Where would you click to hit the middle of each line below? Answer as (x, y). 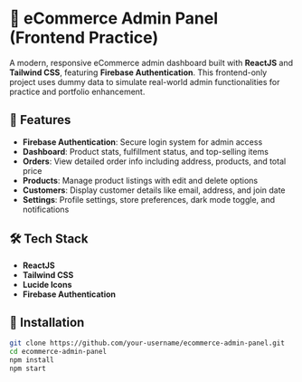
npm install (32, 360)
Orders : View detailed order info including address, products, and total (154, 161)
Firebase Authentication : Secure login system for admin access (142, 142)
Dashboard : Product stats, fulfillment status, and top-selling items (146, 151)
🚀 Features (40, 120)
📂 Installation (47, 322)
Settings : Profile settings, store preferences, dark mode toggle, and (149, 199)
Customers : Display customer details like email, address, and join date (154, 190)
